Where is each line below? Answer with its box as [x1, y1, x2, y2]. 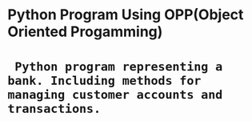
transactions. [7, 102, 102, 117]
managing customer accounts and [7, 87, 223, 103]
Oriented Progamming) [7, 22, 163, 41]
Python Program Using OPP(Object [7, 6, 244, 24]
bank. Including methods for [7, 74, 202, 89]
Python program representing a [14, 59, 223, 75]
